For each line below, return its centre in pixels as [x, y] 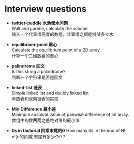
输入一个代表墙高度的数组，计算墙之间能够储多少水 [62, 34]
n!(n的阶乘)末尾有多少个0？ [39, 136]
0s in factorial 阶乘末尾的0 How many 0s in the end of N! [68, 130]
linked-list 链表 [27, 87]
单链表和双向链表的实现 [35, 98]
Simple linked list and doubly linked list [50, 93]
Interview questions [45, 9]
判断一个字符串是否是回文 [37, 77]
